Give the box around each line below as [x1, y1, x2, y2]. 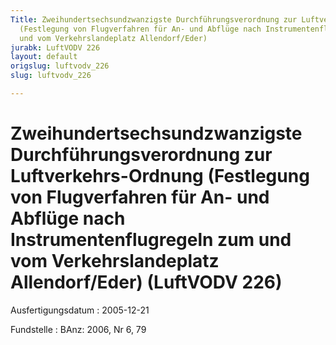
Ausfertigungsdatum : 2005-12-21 [10, 304, 150, 316]
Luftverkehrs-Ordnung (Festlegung [10, 165, 310, 188]
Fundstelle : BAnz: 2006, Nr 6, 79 [10, 323, 147, 335]
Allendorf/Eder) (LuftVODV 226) [10, 271, 283, 294]
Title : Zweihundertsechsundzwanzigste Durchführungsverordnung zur [10, 14, 298, 25]
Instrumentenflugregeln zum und [10, 229, 292, 251]
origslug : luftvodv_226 [10, 61, 110, 71]
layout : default [10, 52, 78, 62]
